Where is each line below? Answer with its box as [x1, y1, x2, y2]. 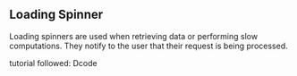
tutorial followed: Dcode [9, 57, 98, 68]
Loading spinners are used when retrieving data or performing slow [9, 30, 258, 41]
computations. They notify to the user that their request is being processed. [9, 40, 288, 51]
